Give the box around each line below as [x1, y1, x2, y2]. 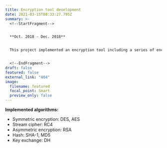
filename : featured [9, 84, 50, 89]
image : [5, 79, 19, 84]
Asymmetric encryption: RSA [12, 127, 72, 133]
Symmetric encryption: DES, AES [12, 116, 81, 122]
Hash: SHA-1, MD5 [12, 132, 51, 138]
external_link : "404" [5, 75, 50, 80]
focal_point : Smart [9, 89, 50, 94]
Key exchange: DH [12, 137, 51, 143]
